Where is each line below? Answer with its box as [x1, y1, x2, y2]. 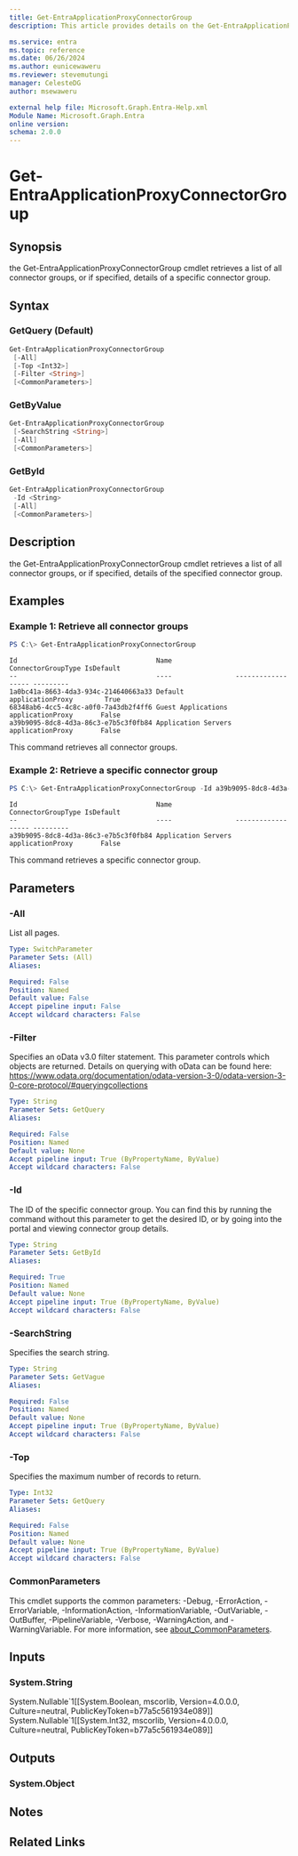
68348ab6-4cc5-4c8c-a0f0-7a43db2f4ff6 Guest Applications [9, 703, 228, 712]
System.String [9, 1675, 74, 1688]
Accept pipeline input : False [9, 1002, 122, 1011]
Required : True [9, 1273, 66, 1282]
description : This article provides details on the [9, 21, 204, 30]
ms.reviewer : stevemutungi [9, 70, 109, 80]
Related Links [9, 1835, 86, 1850]
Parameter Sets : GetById [9, 1249, 101, 1257]
